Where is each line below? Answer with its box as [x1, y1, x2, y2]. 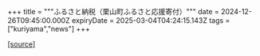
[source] [7, 39, 36, 49]
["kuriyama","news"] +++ [7, 24, 91, 33]
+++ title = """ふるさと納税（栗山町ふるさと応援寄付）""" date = [7, 7, 220, 16]
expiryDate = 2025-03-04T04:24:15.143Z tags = [71, 16, 230, 25]
